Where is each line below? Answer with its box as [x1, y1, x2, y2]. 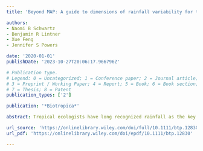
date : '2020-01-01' [6, 53, 56, 59]
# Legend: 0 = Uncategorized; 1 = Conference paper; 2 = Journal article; [6, 75, 199, 82]
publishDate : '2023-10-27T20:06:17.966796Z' [6, 59, 120, 65]
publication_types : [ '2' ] [6, 92, 71, 98]
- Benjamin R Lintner [6, 31, 61, 37]
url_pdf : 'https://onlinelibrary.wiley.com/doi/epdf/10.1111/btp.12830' [6, 130, 193, 137]
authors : [6, 19, 28, 26]
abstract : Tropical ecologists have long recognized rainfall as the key [6, 114, 196, 120]
